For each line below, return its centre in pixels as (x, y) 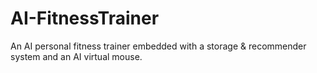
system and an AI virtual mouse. (76, 56)
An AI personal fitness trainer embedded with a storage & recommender (158, 46)
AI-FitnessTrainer (85, 18)
